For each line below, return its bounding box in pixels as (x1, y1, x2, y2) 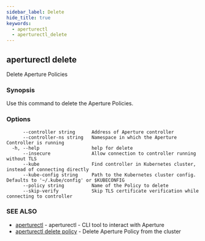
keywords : (6, 20, 32, 26)
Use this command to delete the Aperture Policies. (6, 100, 134, 107)
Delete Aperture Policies (6, 70, 68, 78)
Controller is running (6, 139, 64, 146)
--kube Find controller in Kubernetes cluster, (22, 161, 196, 167)
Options (6, 115, 31, 124)
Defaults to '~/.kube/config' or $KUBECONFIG (6, 177, 125, 184)
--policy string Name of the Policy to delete (22, 182, 169, 188)
